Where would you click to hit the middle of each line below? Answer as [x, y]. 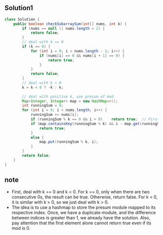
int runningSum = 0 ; [43, 106]
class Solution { [22, 19]
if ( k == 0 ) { [36, 47]
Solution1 [19, 8]
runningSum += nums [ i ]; [54, 115]
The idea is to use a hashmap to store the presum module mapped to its [84, 207]
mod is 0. [21, 228]
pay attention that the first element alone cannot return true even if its [81, 223]
